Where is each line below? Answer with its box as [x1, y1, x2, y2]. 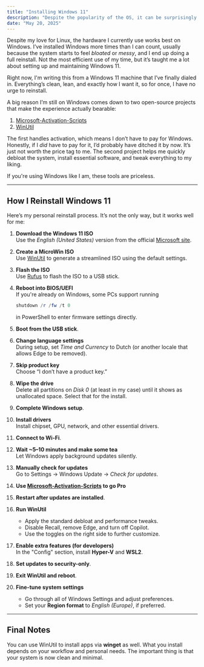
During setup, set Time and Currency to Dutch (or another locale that [15, 343, 188, 351]
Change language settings [15, 337, 84, 344]
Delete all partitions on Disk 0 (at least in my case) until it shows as [15, 386, 183, 393]
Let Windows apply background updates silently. [15, 452, 137, 460]
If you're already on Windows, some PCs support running [15, 291, 159, 298]
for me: [7, 218, 25, 226]
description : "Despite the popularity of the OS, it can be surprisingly [7, 15, 197, 21]
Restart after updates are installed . [15, 494, 105, 501]
